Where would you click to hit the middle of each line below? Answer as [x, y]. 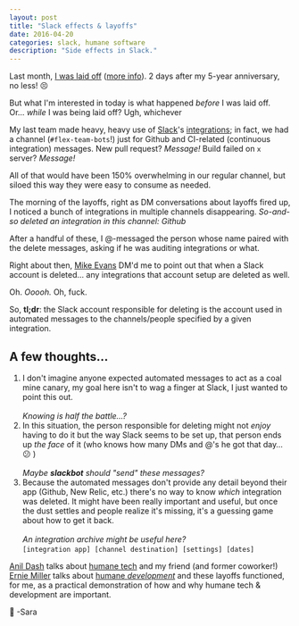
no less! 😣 [29, 86]
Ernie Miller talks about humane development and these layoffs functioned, [147, 575]
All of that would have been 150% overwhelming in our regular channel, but [147, 176]
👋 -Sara [23, 612]
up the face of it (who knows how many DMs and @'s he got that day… [153, 444]
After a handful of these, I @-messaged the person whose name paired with [149, 238]
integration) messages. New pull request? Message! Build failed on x [135, 149]
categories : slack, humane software [77, 42]
